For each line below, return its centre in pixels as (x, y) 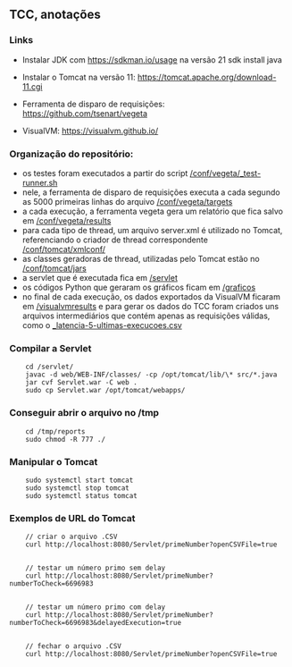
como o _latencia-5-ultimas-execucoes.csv (102, 325)
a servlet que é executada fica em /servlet (100, 277)
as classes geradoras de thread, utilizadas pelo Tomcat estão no (141, 258)
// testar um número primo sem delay (96, 568)
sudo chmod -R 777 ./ (65, 439)
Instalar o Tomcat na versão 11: (79, 77)
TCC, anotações (55, 15)
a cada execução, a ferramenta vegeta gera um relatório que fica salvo (153, 211)
